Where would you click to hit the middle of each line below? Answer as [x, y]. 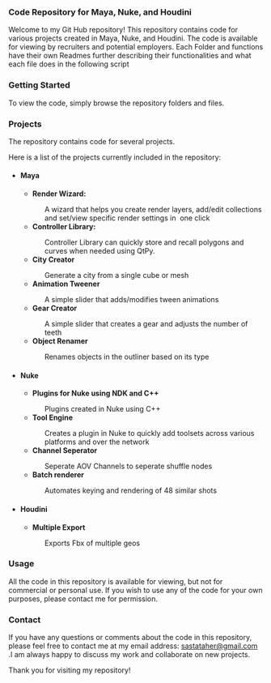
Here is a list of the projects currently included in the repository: [115, 157]
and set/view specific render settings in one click [127, 218]
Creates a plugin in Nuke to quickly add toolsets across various [149, 433]
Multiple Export [59, 527]
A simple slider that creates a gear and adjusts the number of [146, 324]
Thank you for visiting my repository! [70, 670]
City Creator [53, 260]
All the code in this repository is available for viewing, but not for [116, 581]
